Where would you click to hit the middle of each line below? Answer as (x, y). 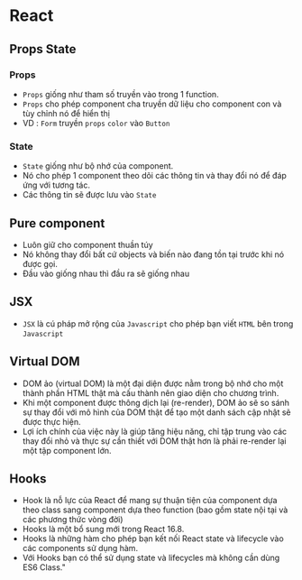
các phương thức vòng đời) (73, 520)
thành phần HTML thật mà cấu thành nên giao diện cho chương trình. (151, 392)
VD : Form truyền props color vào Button (96, 123)
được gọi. (40, 263)
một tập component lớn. (67, 450)
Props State (43, 49)
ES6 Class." (44, 567)
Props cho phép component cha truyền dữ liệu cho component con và (152, 104)
